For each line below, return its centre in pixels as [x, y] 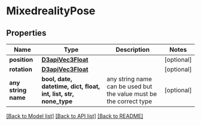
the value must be [132, 94]
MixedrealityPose [51, 11]
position [21, 60]
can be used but [130, 86]
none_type [57, 101]
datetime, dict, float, [71, 86]
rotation [21, 69]
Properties [26, 33]
